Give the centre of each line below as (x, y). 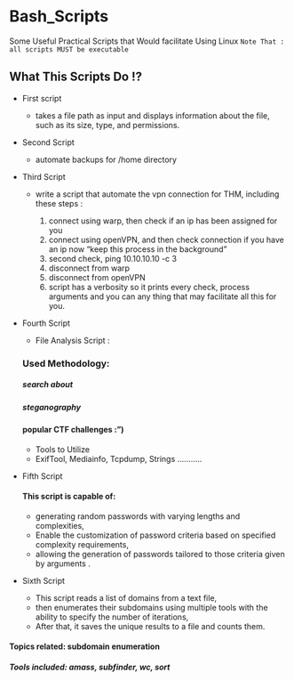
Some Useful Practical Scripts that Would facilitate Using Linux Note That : (147, 41)
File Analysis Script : (72, 340)
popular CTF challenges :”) (73, 430)
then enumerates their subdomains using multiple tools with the (151, 607)
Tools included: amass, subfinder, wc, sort (90, 667)
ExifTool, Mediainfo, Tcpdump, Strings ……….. (119, 458)
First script (42, 98)
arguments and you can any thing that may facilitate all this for (163, 296)
